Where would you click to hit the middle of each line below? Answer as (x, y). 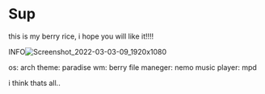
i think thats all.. (34, 83)
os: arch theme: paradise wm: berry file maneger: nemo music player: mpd (132, 67)
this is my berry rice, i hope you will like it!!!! (81, 36)
